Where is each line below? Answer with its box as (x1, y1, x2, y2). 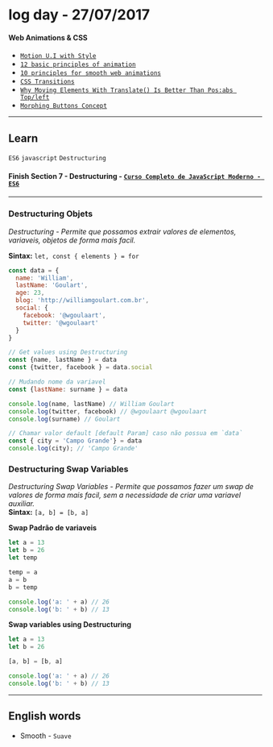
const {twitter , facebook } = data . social (8, 363, 153, 371)
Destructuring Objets (8, 208, 93, 219)
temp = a (8, 568, 38, 576)
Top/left (19, 93, 50, 102)
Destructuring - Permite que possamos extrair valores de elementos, (8, 226, 237, 236)
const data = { (8, 266, 60, 275)
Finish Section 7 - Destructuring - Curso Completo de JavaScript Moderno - (8, 171, 262, 181)
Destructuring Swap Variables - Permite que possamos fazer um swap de (8, 482, 254, 492)
